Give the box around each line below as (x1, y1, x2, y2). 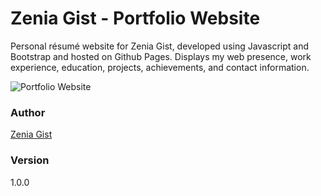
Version (10, 153, 50, 167)
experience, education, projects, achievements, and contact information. (10, 61, 310, 73)
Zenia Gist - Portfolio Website (10, 7, 261, 30)
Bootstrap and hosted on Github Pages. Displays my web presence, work (10, 50, 312, 62)
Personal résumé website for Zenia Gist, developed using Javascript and (10, 40, 310, 52)
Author (10, 105, 46, 119)
